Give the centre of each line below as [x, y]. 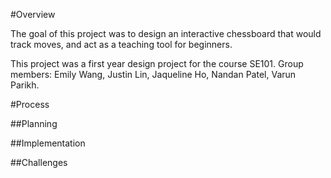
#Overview [33, 14]
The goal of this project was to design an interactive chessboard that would [166, 33]
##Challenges [39, 162]
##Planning [34, 123]
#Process [30, 104]
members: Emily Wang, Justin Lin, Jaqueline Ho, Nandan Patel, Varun [153, 74]
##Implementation [48, 143]
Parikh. [25, 85]
